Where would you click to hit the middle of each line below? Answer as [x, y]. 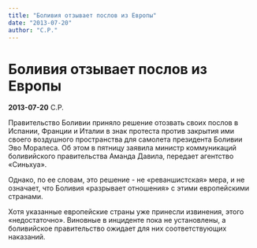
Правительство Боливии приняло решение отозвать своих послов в [123, 123]
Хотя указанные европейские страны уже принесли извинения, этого [126, 212]
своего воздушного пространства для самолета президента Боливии [125, 139]
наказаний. [27, 237]
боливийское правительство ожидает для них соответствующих [117, 228]
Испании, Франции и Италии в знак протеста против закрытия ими [121, 131]
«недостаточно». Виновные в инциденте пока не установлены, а [117, 220]
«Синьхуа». [28, 165]
